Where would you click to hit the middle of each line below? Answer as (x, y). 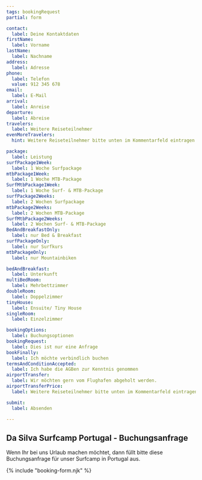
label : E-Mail (29, 96)
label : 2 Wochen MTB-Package (48, 213)
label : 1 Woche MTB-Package (47, 179)
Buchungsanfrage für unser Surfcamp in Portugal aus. (73, 459)
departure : (20, 112)
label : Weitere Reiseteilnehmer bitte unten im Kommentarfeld (91, 392)
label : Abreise (31, 118)
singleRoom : (21, 314)
